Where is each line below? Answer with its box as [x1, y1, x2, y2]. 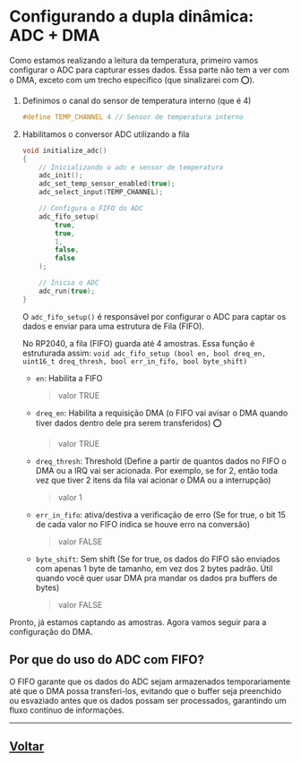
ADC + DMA [9, 25, 100, 46]
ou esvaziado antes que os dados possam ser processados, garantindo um [9, 695, 287, 706]
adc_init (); [39, 171, 83, 180]
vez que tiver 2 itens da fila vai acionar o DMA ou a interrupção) [35, 475, 271, 485]
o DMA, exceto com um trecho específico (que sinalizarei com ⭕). [9, 74, 255, 85]
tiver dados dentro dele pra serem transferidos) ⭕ [35, 417, 222, 428]
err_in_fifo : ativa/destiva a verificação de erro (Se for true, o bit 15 [35, 509, 287, 520]
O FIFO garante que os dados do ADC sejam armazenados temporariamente [9, 676, 291, 687]
